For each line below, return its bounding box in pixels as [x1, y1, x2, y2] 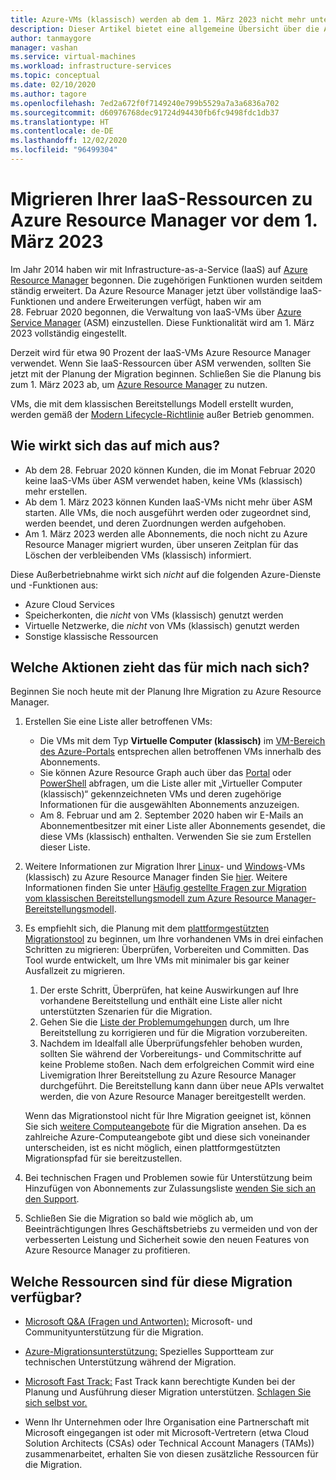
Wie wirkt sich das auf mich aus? [10, 437, 220, 455]
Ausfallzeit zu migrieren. [24, 965, 125, 977]
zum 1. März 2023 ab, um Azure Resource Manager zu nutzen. [10, 378, 268, 390]
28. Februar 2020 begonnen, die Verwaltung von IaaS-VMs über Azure [10, 306, 302, 318]
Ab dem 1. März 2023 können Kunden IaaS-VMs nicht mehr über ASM [24, 496, 313, 508]
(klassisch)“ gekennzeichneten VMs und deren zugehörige [39, 788, 282, 800]
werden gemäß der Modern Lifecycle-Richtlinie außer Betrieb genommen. [10, 408, 315, 420]
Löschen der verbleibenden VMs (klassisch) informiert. [24, 549, 252, 561]
